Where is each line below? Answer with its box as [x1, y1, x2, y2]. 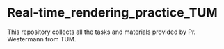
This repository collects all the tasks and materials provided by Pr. [7, 28, 196, 36]
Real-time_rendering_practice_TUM [7, 5, 218, 21]
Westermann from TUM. [7, 35, 77, 43]
